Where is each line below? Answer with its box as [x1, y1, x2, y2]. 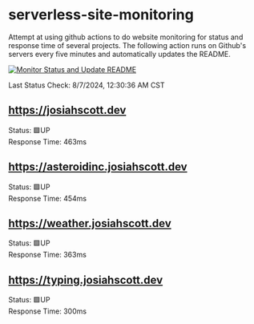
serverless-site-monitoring [8, 6, 194, 24]
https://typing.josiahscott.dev [8, 273, 163, 286]
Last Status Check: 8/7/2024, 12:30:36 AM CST [8, 80, 166, 90]
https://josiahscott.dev [8, 103, 127, 117]
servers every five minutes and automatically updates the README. [8, 49, 231, 59]
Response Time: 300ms [8, 306, 87, 316]
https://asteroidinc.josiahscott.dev [8, 160, 187, 174]
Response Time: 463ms [8, 136, 87, 146]
